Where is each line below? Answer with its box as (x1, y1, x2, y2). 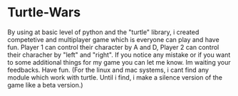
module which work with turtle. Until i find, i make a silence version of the (7, 73, 223, 82)
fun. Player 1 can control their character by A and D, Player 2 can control (7, 43, 219, 51)
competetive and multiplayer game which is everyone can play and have (7, 35, 219, 43)
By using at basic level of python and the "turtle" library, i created (7, 28, 200, 36)
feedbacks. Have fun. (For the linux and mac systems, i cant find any (7, 65, 209, 74)
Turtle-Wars (7, 4, 81, 21)
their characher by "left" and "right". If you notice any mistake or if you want (7, 50, 231, 59)
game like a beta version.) (7, 80, 83, 89)
